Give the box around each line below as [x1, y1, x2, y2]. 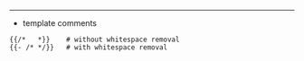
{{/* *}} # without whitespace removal [9, 35, 180, 44]
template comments [22, 18, 98, 28]
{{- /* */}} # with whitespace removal [9, 43, 168, 52]
